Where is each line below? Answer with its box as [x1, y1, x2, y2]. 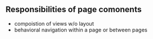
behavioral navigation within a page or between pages [14, 26, 148, 33]
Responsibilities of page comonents [5, 5, 142, 15]
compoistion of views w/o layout [14, 20, 94, 27]
